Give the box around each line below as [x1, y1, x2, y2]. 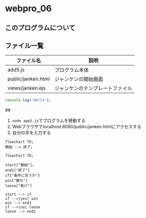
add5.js [7, 66, 25, 73]
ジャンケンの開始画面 [54, 76, 104, 83]
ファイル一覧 [5, 41, 44, 50]
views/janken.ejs [7, 85, 46, 92]
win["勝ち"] [5, 178, 28, 183]
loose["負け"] [5, 183, 33, 188]
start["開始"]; [5, 163, 35, 168]
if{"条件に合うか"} [5, 173, 41, 178]
